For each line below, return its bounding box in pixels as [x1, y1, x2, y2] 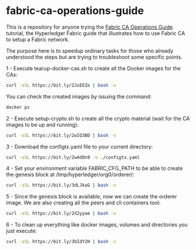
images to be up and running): [6, 121, 79, 128]
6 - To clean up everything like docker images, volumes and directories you [6, 221, 188, 228]
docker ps [6, 104, 30, 110]
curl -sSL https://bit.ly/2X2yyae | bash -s [6, 211, 116, 217]
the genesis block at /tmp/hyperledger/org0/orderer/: [6, 171, 135, 178]
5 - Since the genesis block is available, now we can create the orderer [6, 193, 177, 200]
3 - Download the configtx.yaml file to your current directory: [6, 143, 153, 150]
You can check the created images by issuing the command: [6, 93, 152, 100]
